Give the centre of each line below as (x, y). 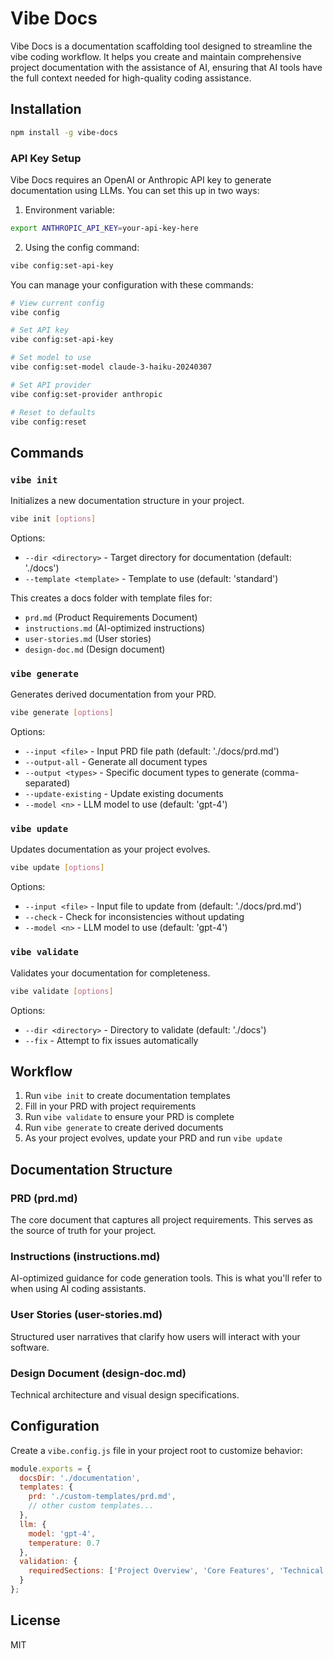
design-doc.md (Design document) (95, 649)
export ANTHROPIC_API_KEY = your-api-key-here (104, 228)
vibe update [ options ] (57, 868)
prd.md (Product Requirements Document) (111, 617)
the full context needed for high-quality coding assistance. (131, 78)
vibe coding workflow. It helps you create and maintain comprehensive (156, 56)
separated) (47, 783)
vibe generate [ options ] (62, 713)
